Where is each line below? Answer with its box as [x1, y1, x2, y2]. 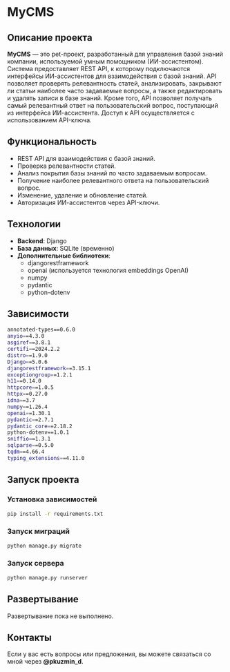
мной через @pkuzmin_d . [7, 657, 84, 666]
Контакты [7, 631, 52, 643]
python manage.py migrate [7, 542, 82, 549]
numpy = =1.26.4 [7, 403, 48, 410]
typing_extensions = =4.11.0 [7, 454, 85, 461]
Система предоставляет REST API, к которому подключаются [7, 65, 191, 73]
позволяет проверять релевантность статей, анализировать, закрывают [7, 79, 222, 87]
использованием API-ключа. [7, 116, 92, 124]
